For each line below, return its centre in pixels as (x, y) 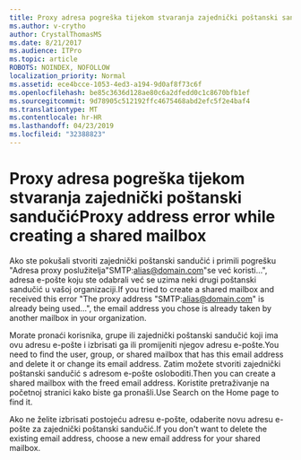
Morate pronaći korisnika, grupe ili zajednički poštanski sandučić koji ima (144, 335)
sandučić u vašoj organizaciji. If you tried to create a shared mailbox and (142, 289)
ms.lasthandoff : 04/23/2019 (62, 126)
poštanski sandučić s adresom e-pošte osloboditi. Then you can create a (142, 373)
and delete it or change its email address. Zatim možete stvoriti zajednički (145, 363)
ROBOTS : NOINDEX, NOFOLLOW (60, 68)
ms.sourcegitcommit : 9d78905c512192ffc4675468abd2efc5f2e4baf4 (130, 101)
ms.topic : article (43, 59)
